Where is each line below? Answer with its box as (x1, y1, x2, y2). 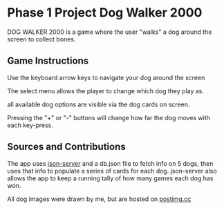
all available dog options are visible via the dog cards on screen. (7, 100, 190, 108)
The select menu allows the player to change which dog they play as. (7, 86, 205, 95)
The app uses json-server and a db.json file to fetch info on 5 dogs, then (7, 159, 214, 167)
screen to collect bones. (7, 35, 76, 43)
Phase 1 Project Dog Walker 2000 (7, 5, 203, 21)
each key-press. (7, 121, 53, 129)
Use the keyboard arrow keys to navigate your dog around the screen (7, 73, 205, 82)
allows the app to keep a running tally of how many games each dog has (7, 174, 214, 182)
